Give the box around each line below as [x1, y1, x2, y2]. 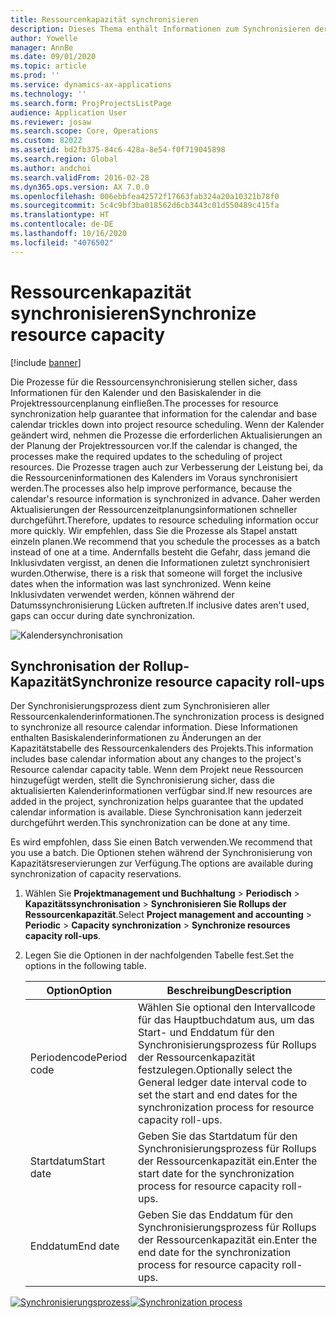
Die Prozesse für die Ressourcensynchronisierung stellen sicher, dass [10, 376, 298, 388]
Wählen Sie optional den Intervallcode [137, 1001, 316, 1015]
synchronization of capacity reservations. [10, 868, 182, 880]
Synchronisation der [10, 657, 141, 675]
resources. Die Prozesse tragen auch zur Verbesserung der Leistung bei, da [10, 461, 324, 473]
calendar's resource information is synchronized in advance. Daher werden [10, 492, 321, 505]
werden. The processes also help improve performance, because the [10, 482, 293, 494]
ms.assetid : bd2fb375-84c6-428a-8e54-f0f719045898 [10, 145, 226, 155]
